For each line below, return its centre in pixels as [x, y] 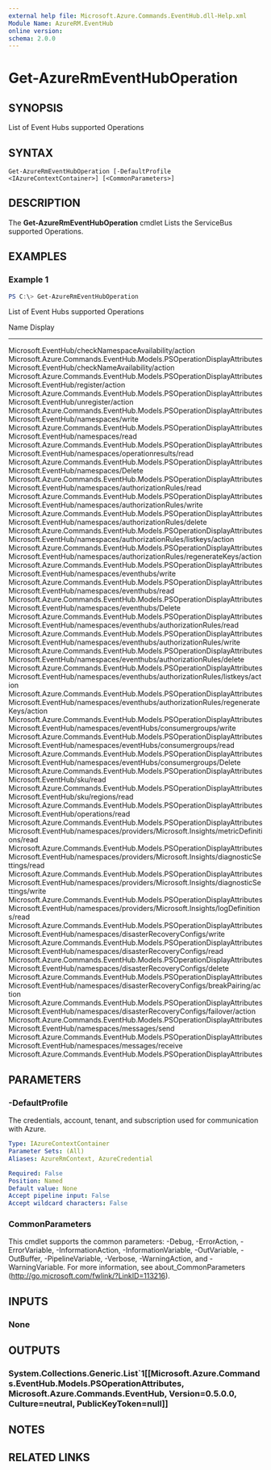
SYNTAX [31, 153]
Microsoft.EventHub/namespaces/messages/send [92, 1029]
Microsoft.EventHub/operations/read [69, 814]
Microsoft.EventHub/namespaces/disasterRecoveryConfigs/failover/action [132, 1011]
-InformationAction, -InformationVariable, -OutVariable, [148, 1250]
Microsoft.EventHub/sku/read [57, 779]
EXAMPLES [38, 256]
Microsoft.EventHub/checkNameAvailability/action [92, 367]
